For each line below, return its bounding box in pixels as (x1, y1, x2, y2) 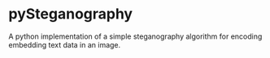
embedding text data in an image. (8, 39, 121, 49)
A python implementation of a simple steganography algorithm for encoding (8, 31, 263, 41)
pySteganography (8, 5, 133, 23)
